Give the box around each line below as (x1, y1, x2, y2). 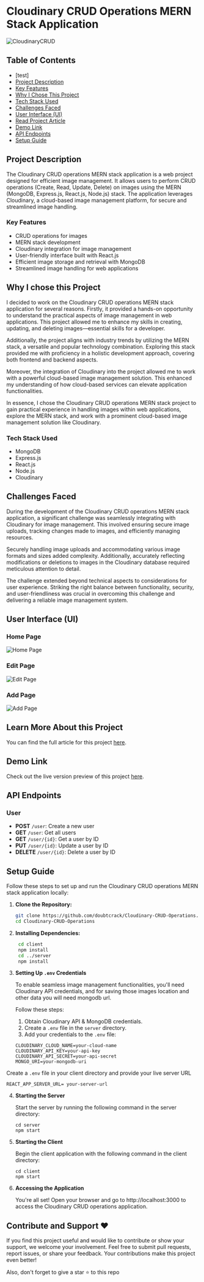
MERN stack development (15, 239, 81, 246)
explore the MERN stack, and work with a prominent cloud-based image (6, 412, 188, 420)
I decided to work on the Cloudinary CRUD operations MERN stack (6, 298, 174, 306)
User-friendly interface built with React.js (15, 251, 119, 259)
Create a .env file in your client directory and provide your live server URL (6, 1069, 192, 1077)
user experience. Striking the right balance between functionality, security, (6, 583, 194, 591)
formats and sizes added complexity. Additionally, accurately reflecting (6, 552, 185, 559)
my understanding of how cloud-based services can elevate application (6, 380, 188, 388)
